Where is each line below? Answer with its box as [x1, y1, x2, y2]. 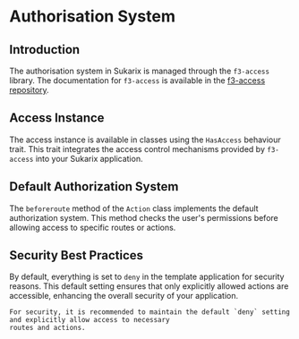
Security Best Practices [9, 248, 144, 263]
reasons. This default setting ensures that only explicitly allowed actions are [9, 281, 289, 292]
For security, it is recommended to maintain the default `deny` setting [9, 308, 291, 317]
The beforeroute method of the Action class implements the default [9, 203, 259, 214]
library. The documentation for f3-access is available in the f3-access [9, 75, 266, 86]
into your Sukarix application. [35, 153, 143, 164]
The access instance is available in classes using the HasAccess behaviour [9, 134, 282, 145]
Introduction [9, 42, 81, 57]
